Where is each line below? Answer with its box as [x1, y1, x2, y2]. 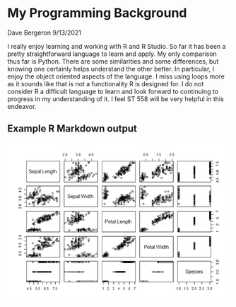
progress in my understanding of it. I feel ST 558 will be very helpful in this [7, 94, 224, 103]
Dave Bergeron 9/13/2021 [7, 28, 81, 37]
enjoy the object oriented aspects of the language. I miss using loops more [7, 72, 225, 81]
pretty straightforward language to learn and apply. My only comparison [7, 50, 217, 58]
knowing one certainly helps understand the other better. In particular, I [7, 64, 215, 73]
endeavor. [7, 102, 37, 110]
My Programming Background [7, 5, 187, 21]
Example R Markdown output [7, 122, 138, 135]
